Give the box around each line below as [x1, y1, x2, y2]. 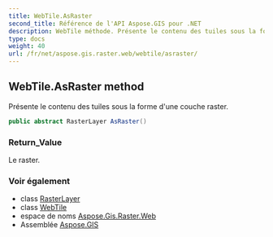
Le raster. [8, 155, 41, 165]
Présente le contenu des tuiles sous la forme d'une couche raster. [8, 101, 229, 111]
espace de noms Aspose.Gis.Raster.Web [19, 211, 157, 221]
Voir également [8, 175, 71, 187]
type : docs [8, 34, 45, 43]
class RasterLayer [19, 194, 80, 204]
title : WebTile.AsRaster [8, 11, 93, 20]
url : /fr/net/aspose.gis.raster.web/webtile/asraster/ [8, 50, 198, 58]
